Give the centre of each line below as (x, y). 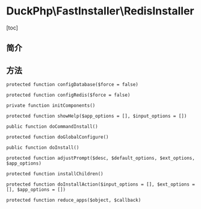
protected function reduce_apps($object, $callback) (74, 200)
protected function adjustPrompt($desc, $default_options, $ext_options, (101, 158)
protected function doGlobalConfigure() (58, 137)
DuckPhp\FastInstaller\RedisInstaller (100, 11)
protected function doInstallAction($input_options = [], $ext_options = (101, 184)
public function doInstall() (43, 148)
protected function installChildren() (55, 174)
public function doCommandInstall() (52, 127)
